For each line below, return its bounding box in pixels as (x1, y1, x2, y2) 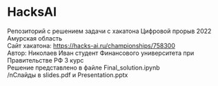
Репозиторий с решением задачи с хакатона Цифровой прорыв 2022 (7, 27, 212, 35)
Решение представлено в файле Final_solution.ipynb (7, 63, 160, 72)
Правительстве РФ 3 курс (7, 56, 84, 64)
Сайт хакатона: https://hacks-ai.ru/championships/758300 (7, 41, 176, 50)
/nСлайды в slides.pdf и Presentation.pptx (7, 70, 128, 79)
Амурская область (7, 34, 62, 42)
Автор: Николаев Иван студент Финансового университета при (7, 49, 195, 57)
